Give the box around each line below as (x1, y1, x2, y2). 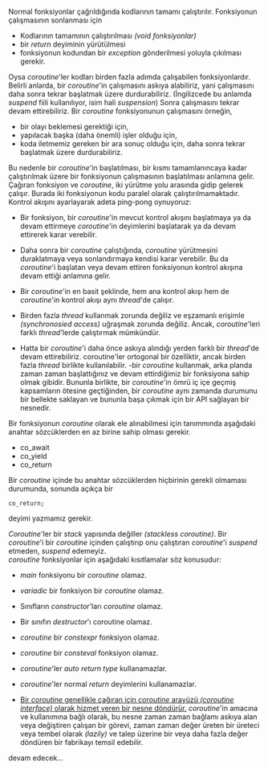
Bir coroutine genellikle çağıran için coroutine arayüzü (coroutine (19, 695, 234, 704)
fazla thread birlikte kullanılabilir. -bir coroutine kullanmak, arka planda (19, 361, 253, 370)
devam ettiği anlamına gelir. (19, 271, 111, 280)
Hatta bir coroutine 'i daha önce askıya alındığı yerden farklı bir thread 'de (19, 343, 259, 353)
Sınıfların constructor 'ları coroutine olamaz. (19, 602, 163, 611)
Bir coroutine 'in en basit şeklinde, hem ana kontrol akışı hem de (19, 287, 230, 296)
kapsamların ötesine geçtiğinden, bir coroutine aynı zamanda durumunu (19, 386, 258, 395)
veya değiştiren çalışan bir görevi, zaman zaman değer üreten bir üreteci (19, 721, 260, 730)
